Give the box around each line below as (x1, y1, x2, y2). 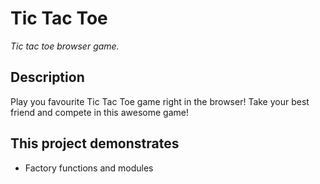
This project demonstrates (10, 135, 180, 152)
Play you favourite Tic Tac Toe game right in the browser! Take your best (10, 95, 310, 107)
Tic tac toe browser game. (10, 40, 120, 52)
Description (10, 69, 85, 86)
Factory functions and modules (24, 162, 154, 174)
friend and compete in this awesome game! (10, 106, 189, 118)
